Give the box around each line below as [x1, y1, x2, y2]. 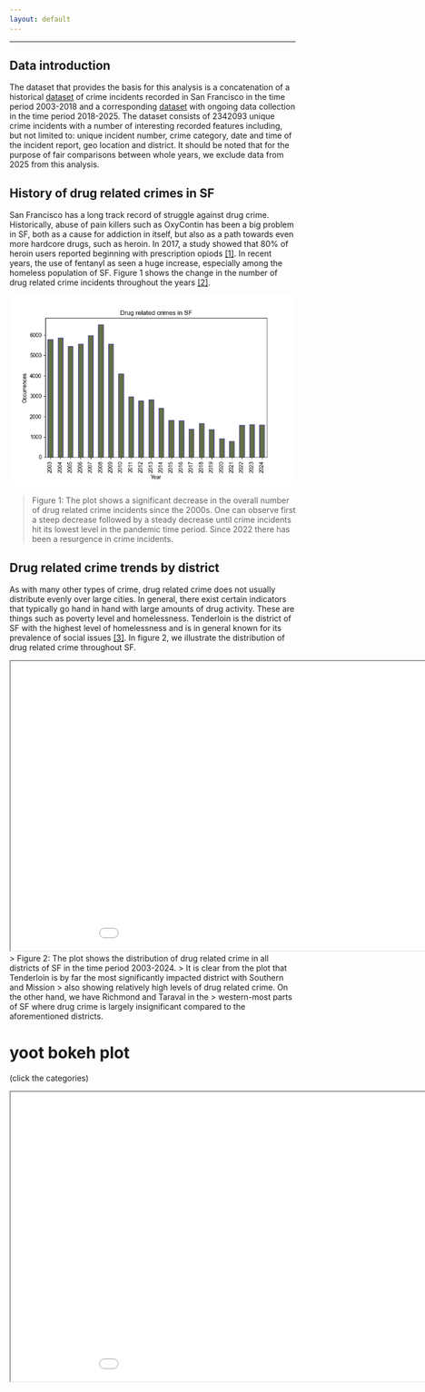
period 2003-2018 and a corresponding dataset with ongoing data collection [9, 101, 296, 113]
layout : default [9, 15, 71, 24]
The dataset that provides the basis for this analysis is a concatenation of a [9, 82, 291, 93]
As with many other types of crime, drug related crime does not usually [9, 584, 276, 595]
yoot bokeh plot [9, 1042, 130, 1063]
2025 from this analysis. [9, 159, 100, 170]
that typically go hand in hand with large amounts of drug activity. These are [9, 604, 295, 615]
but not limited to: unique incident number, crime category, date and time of [9, 130, 292, 141]
